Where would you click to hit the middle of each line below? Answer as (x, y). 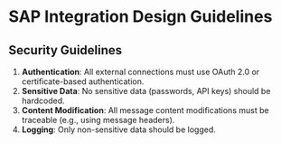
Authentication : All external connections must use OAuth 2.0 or (140, 72)
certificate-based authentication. (83, 82)
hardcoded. (43, 101)
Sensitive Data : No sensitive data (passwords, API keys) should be (146, 91)
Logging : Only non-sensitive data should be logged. (118, 130)
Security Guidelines (66, 50)
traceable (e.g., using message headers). (98, 120)
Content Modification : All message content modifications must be (145, 110)
